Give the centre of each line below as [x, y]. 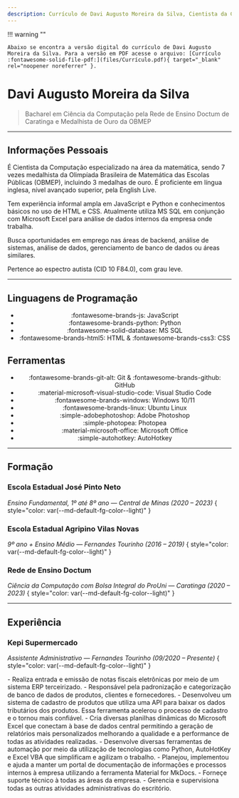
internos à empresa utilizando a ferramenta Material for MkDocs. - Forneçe [117, 772]
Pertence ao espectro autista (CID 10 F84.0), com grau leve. [95, 269]
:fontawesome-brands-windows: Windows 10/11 [125, 400]
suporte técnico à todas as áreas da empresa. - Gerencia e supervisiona [113, 780]
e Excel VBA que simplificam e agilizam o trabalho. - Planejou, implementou [118, 757]
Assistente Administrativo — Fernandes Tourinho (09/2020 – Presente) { [113, 658]
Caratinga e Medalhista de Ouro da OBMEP [88, 121]
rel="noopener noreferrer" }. [52, 66]
